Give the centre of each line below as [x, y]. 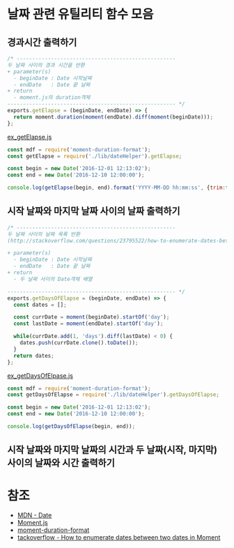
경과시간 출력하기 [42, 42]
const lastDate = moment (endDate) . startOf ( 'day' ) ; [88, 324]
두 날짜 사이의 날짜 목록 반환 [44, 234]
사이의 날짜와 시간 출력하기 [61, 463]
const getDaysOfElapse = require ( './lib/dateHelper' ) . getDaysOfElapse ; [113, 395]
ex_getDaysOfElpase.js [40, 375]
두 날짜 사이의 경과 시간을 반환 [46, 65]
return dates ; [34, 356]
